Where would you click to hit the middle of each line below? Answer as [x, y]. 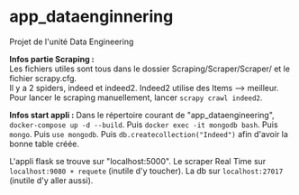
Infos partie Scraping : [52, 59]
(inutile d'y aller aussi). [51, 180]
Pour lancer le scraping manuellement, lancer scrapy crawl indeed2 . [136, 97]
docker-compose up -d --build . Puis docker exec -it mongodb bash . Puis [144, 125]
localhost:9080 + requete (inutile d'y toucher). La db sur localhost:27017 [146, 171]
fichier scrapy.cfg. [43, 78]
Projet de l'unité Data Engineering [72, 42]
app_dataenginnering [91, 17]
